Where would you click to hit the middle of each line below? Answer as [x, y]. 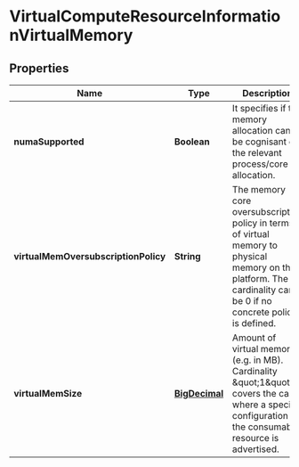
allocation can [261, 131]
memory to [255, 245]
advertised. [255, 449]
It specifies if [259, 108]
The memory [259, 189]
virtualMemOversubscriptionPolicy [90, 256]
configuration [260, 416]
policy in [250, 223]
